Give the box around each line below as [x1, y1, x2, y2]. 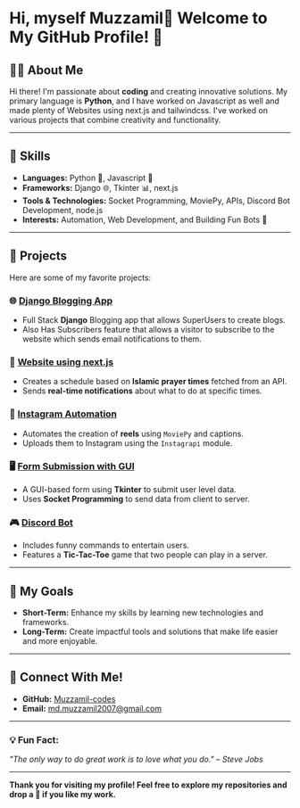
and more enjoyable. [21, 635, 98, 646]
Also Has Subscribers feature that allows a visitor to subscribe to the [21, 324, 275, 334]
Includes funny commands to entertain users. [21, 540, 190, 551]
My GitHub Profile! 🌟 [9, 27, 163, 47]
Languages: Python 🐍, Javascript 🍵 [21, 172, 154, 183]
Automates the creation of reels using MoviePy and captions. [21, 428, 244, 439]
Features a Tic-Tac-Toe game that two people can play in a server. [21, 549, 268, 560]
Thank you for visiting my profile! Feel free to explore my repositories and [9, 779, 287, 790]
